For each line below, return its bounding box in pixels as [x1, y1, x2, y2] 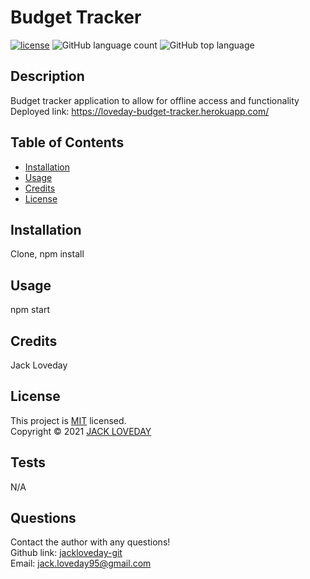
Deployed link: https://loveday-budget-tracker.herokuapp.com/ [10, 105, 270, 117]
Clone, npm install [10, 248, 85, 260]
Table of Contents [10, 134, 125, 151]
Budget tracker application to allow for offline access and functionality [10, 94, 300, 106]
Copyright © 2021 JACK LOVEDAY [10, 425, 152, 437]
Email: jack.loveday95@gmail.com [10, 557, 152, 570]
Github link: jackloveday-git [10, 547, 123, 559]
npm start [10, 304, 51, 316]
